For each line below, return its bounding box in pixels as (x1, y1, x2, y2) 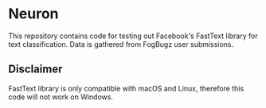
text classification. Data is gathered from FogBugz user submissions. (8, 39, 234, 48)
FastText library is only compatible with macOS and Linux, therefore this (8, 83, 244, 93)
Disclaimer (8, 63, 63, 76)
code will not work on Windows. (8, 92, 114, 102)
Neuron (8, 5, 59, 23)
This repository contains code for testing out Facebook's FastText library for (8, 31, 258, 40)
